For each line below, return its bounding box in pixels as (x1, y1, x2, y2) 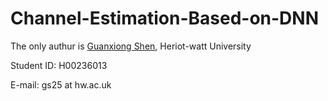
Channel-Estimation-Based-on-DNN (10, 7, 320, 30)
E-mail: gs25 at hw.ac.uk (10, 78, 112, 91)
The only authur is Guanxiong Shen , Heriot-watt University (10, 40, 252, 52)
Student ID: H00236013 (10, 59, 108, 71)
